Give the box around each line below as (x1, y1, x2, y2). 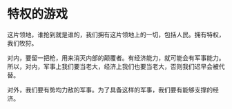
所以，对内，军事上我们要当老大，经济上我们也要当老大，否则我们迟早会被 (7, 62, 219, 70)
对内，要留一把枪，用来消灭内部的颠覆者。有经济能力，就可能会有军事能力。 (7, 53, 225, 62)
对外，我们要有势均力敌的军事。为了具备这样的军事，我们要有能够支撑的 (7, 86, 213, 94)
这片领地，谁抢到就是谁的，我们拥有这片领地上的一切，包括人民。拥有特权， (7, 30, 225, 39)
